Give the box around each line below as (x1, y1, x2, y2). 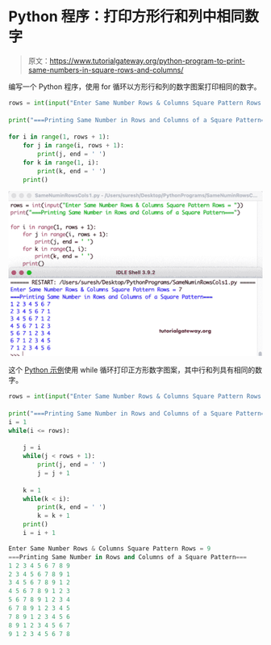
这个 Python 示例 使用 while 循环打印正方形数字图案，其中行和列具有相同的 (8, 365, 256, 375)
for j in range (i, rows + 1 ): (23, 142, 125, 150)
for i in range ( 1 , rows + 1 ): (8, 133, 110, 142)
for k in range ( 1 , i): (23, 159, 99, 167)
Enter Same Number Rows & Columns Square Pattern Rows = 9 (8, 544, 211, 553)
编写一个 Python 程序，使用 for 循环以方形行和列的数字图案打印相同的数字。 (8, 82, 261, 91)
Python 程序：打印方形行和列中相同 (8, 7, 245, 26)
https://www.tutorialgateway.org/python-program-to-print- (49, 56, 246, 66)
